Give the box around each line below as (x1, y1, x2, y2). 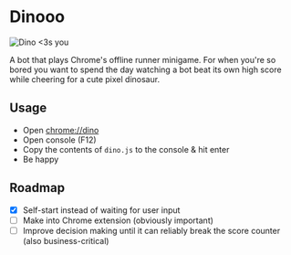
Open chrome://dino (22, 124, 99, 135)
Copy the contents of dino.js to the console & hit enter (22, 143, 230, 154)
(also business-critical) (22, 235, 109, 246)
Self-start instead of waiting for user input (22, 204, 181, 216)
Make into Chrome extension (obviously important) (22, 215, 214, 226)
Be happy (22, 154, 59, 165)
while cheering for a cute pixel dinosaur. (9, 73, 161, 84)
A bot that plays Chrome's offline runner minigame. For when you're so (9, 54, 276, 65)
